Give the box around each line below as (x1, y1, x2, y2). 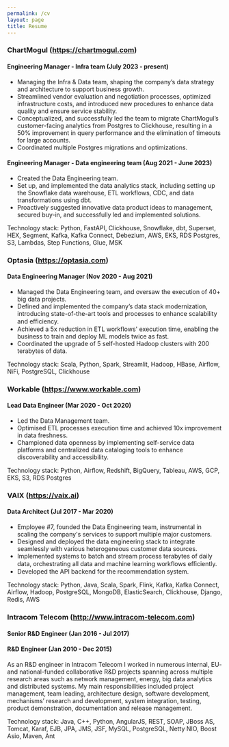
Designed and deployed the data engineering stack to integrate (16, 537, 196, 546)
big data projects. (16, 295, 67, 303)
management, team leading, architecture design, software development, (7, 689, 211, 698)
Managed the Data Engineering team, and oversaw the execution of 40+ (16, 287, 221, 295)
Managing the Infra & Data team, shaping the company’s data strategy (16, 77, 215, 86)
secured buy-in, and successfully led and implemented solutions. (16, 210, 201, 219)
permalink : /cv (7, 10, 51, 17)
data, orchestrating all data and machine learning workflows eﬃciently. (16, 560, 217, 568)
